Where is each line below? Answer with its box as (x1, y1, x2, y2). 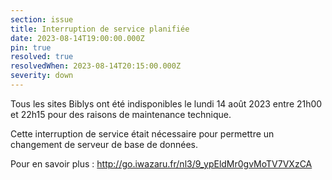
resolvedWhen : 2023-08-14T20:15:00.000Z (10, 61, 182, 71)
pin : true (10, 42, 52, 53)
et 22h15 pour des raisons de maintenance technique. (10, 108, 232, 120)
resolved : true (10, 52, 74, 62)
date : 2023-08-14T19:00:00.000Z (10, 33, 145, 43)
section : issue (10, 14, 74, 25)
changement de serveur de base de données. (10, 138, 198, 150)
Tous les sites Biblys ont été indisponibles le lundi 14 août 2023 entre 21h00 (10, 97, 323, 110)
